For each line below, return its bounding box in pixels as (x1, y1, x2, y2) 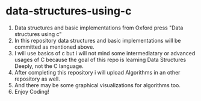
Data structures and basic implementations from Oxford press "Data (14, 24, 184, 31)
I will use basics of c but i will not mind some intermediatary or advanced (14, 49, 196, 57)
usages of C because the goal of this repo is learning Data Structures (14, 56, 187, 63)
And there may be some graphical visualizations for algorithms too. (14, 81, 181, 88)
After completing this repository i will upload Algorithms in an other (14, 69, 181, 76)
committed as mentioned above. (14, 43, 94, 50)
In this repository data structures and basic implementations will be (14, 37, 181, 44)
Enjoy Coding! (14, 88, 49, 95)
